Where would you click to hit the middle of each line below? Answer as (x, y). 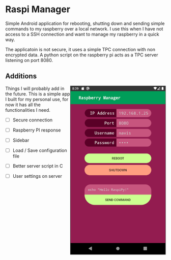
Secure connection (33, 120)
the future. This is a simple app (38, 94)
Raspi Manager (38, 9)
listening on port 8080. (29, 60)
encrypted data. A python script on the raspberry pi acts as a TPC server (82, 55)
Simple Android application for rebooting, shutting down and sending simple (85, 23)
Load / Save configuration (40, 150)
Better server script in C (38, 166)
